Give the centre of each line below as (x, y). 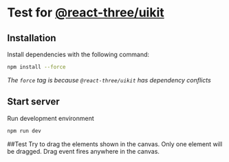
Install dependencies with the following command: (78, 54)
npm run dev (24, 131)
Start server (33, 102)
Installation (32, 38)
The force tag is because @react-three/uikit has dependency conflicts (109, 80)
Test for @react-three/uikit (86, 13)
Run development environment (51, 118)
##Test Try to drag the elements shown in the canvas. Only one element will (115, 144)
